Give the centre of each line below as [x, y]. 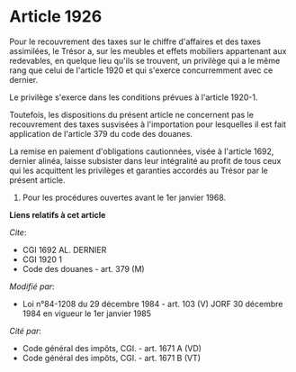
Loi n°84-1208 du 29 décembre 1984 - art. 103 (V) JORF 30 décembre [152, 304]
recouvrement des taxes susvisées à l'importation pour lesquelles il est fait [148, 124]
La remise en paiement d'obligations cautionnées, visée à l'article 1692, [142, 151]
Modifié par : [32, 286]
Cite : [18, 232]
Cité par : [26, 331]
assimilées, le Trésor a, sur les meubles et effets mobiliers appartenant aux [148, 50]
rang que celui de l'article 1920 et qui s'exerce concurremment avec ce [141, 70]
